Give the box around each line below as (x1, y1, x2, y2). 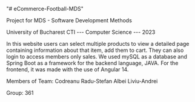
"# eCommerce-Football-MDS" (6, 5, 84, 12)
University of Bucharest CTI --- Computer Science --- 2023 (6, 28, 156, 36)
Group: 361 (6, 89, 34, 96)
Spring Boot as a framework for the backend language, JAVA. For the (6, 60, 179, 66)
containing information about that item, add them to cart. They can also (6, 46, 184, 54)
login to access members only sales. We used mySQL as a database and (6, 53, 188, 60)
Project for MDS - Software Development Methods (6, 17, 132, 24)
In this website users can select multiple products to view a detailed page (6, 40, 190, 47)
